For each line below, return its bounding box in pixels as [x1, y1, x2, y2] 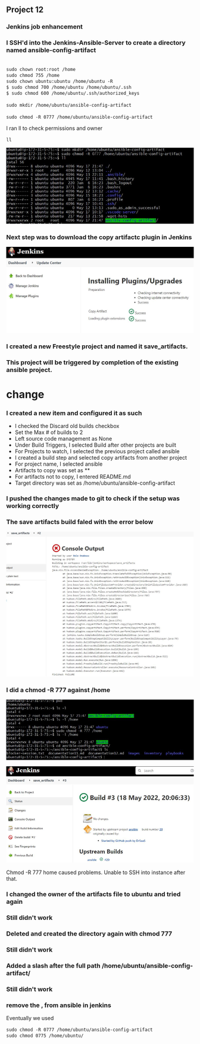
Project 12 [6, 5, 44, 15]
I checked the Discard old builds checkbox [14, 423, 120, 430]
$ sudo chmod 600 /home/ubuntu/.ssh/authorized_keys [6, 90, 140, 96]
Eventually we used [6, 1015, 54, 1022]
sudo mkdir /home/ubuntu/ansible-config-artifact [6, 102, 132, 108]
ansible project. [6, 365, 52, 374]
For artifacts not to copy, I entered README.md [14, 473, 131, 481]
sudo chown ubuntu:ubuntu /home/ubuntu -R [6, 78, 113, 84]
